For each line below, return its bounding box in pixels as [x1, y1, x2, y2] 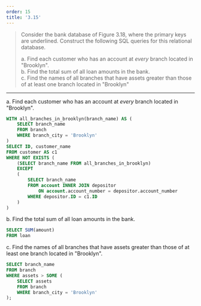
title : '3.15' [6, 14, 42, 20]
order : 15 [6, 8, 31, 15]
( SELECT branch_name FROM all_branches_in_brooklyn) [17, 160, 151, 166]
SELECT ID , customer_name [6, 143, 71, 150]
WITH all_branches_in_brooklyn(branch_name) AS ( [6, 116, 133, 122]
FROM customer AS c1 [6, 149, 58, 155]
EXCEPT [17, 166, 33, 172]
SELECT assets [17, 278, 52, 284]
